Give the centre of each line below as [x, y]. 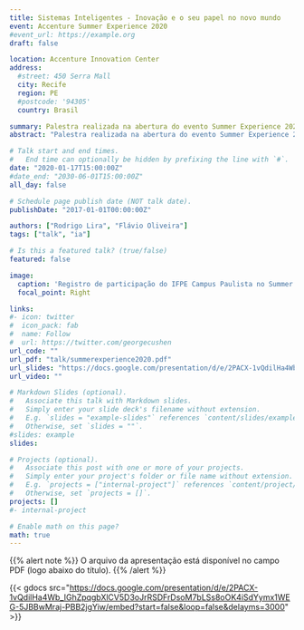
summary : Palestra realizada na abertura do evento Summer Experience [145, 126]
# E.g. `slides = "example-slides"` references [105, 418]
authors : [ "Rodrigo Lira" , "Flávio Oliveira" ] [99, 226]
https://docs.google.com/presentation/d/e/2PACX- [164, 588]
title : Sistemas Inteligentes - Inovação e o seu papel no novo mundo [145, 18]
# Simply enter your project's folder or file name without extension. [152, 477]
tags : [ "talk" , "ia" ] [50, 235]
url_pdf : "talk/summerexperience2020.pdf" [90, 359]
